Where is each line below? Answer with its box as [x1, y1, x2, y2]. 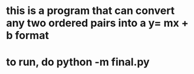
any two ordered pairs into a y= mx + [6, 16, 189, 30]
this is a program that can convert [6, 4, 175, 17]
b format [6, 29, 49, 42]
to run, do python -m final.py [6, 55, 150, 69]
